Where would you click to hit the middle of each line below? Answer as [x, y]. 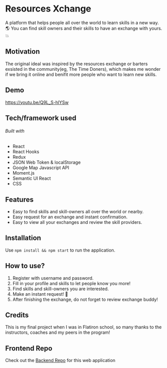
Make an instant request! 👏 [40, 294]
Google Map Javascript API [41, 168]
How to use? [25, 266]
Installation [23, 238]
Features [19, 200]
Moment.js [23, 173]
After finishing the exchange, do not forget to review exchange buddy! [85, 299]
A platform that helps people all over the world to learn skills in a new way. [82, 23]
